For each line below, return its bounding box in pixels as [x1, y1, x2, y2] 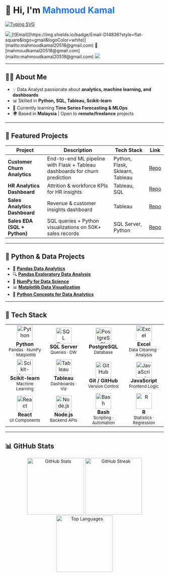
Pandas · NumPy [8, 347, 41, 353]
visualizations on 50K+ [47, 223, 102, 230]
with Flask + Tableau [47, 161, 96, 168]
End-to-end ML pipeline [47, 155, 106, 162]
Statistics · [133, 415, 154, 421]
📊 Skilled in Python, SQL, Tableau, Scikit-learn [12, 98, 112, 104]
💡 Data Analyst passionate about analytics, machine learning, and [12, 86, 152, 92]
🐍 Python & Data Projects [5, 252, 85, 261]
